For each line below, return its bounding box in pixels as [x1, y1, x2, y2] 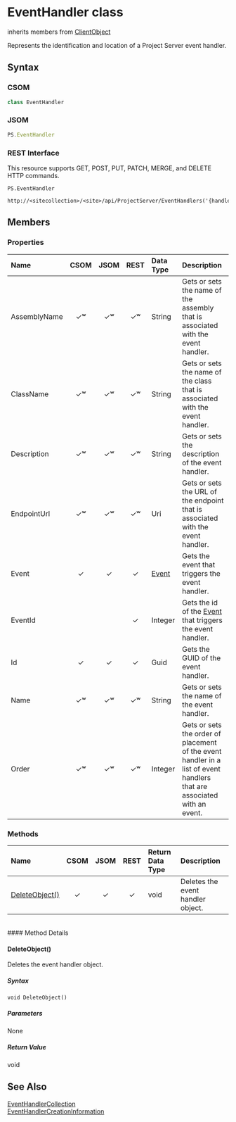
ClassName [11, 389, 49, 398]
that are [181, 781, 208, 791]
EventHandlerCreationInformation [7, 1107, 105, 1116]
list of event [181, 764, 221, 774]
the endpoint [181, 496, 224, 505]
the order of [181, 729, 221, 738]
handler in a [181, 755, 221, 764]
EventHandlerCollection [7, 1099, 76, 1108]
